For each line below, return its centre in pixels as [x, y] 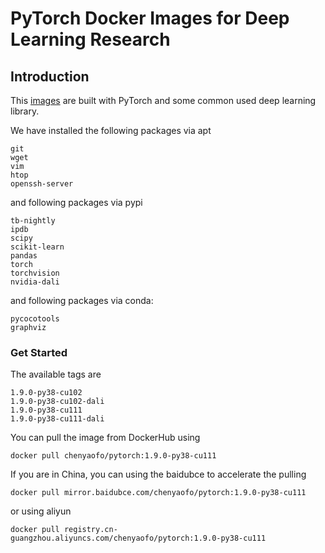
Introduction [50, 76]
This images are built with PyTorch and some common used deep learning [163, 100]
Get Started [39, 352]
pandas [24, 256]
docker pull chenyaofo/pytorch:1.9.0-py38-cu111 [113, 456]
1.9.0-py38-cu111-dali [57, 419]
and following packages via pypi [76, 202]
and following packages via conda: [82, 300]
